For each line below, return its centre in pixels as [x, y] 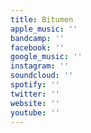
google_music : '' [46, 57]
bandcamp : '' [37, 38]
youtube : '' [35, 112]
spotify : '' [35, 85]
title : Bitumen [42, 19]
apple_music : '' [44, 29]
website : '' [35, 103]
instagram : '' [40, 66]
